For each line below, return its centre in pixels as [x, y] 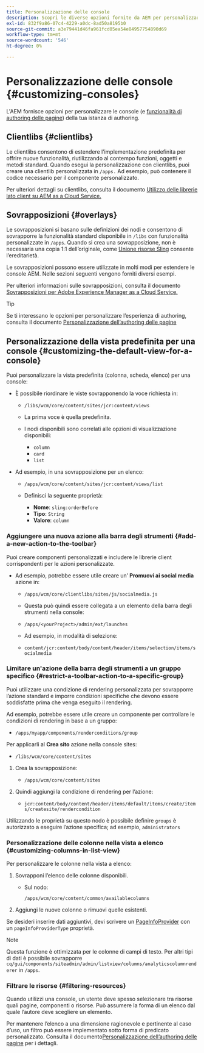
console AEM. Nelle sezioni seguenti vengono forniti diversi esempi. [91, 274]
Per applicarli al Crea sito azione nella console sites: [72, 744]
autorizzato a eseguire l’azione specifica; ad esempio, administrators [93, 827]
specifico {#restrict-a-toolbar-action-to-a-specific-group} [95, 676]
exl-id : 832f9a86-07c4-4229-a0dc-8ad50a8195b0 [66, 23]
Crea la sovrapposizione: [46, 768]
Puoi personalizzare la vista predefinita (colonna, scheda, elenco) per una [98, 375]
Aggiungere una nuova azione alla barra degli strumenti [90, 536]
